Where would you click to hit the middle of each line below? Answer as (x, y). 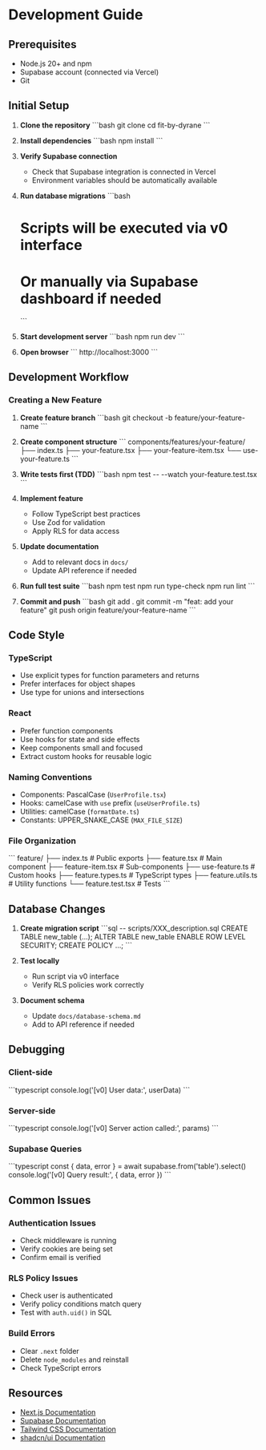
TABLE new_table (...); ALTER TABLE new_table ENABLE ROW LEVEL (133, 937)
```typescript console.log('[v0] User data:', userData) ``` (99, 1090)
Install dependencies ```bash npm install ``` (91, 140)
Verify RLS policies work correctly (88, 985)
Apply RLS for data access (76, 531)
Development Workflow (69, 377)
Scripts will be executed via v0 (124, 228)
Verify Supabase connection (69, 156)
